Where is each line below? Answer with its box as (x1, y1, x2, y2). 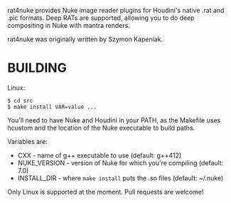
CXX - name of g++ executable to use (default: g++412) (17, 151, 182, 160)
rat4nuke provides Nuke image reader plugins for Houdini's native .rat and (7, 6, 225, 14)
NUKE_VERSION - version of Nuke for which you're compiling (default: (17, 158, 224, 167)
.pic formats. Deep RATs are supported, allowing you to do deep (7, 14, 195, 22)
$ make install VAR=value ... (7, 103, 97, 110)
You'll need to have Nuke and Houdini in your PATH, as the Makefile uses (7, 115, 221, 124)
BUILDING (7, 60, 68, 76)
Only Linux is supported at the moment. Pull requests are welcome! (7, 187, 204, 196)
